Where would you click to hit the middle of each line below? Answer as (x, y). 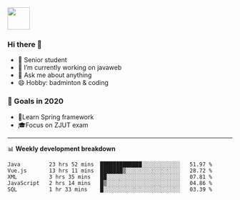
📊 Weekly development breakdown (61, 149)
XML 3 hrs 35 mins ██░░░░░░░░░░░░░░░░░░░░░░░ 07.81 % (110, 177)
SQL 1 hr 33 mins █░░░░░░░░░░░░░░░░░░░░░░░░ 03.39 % (110, 189)
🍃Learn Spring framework (56, 116)
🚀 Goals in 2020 (36, 101)
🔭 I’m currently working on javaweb (70, 68)
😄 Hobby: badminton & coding (63, 83)
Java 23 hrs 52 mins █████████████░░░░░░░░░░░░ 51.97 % (110, 164)
